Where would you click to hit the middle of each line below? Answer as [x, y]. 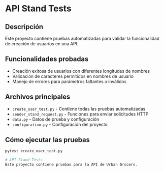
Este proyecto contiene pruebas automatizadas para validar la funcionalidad [82, 38]
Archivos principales [38, 97]
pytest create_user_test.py [34, 151]
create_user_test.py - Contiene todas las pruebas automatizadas [79, 109]
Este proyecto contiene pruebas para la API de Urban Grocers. [71, 165]
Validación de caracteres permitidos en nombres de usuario [73, 76]
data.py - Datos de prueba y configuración [56, 119]
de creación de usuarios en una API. [42, 44]
